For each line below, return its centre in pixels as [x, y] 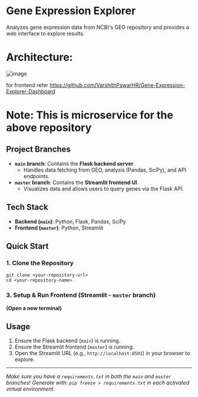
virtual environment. [30, 389]
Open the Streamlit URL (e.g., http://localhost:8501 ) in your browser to [102, 353]
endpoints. [37, 176]
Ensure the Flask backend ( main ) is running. [67, 341]
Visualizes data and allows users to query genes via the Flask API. [104, 188]
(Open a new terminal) [34, 308]
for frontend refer [27, 85]
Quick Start [27, 246]
